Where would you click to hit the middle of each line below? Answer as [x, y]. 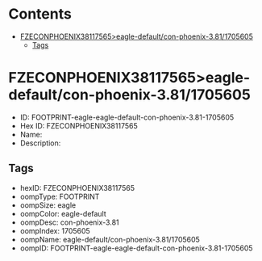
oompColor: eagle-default [63, 213]
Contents [40, 14]
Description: [40, 143]
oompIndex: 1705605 [55, 230]
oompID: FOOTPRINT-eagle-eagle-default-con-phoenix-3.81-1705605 [136, 248]
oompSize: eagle [48, 205]
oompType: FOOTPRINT [60, 196]
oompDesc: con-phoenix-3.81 [69, 222]
